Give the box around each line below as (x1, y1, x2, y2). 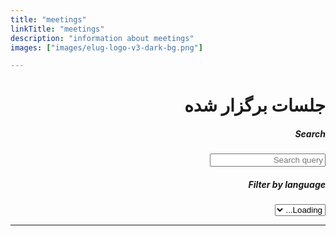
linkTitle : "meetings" (10, 24, 105, 34)
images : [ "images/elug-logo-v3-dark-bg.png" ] (10, 42, 203, 53)
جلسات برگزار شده (184, 94, 326, 117)
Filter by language (248, 179, 326, 190)
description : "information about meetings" (10, 33, 195, 43)
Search (294, 128, 326, 140)
